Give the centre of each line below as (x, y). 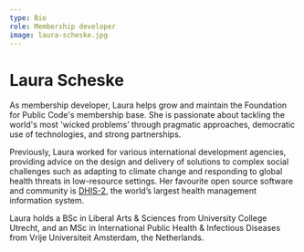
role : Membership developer (63, 26)
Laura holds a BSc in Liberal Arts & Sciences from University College (138, 218)
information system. (47, 201)
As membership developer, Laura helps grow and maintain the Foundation (148, 105)
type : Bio (28, 18)
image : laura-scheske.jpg (58, 35)
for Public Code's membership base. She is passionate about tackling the (147, 115)
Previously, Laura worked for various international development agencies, (148, 152)
